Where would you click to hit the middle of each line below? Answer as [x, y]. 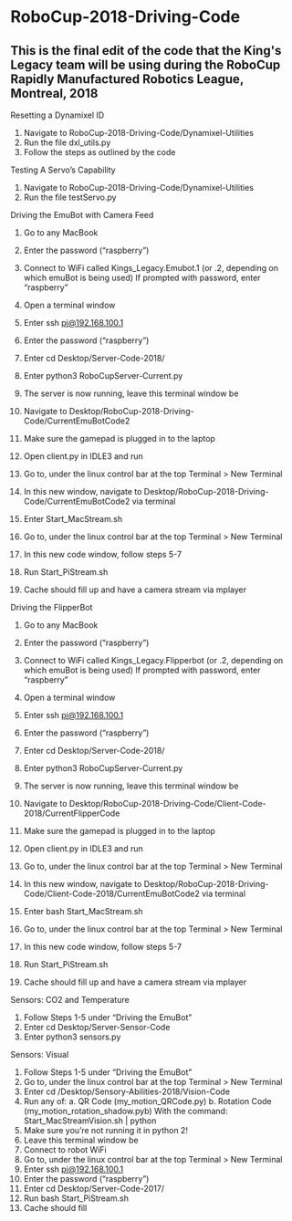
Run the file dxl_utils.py [67, 142]
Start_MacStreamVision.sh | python [90, 1121]
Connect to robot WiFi [65, 1150]
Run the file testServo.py [70, 197]
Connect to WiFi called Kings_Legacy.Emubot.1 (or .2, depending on [151, 268]
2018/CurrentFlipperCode [72, 813]
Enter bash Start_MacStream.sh [83, 911]
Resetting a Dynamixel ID [57, 115]
